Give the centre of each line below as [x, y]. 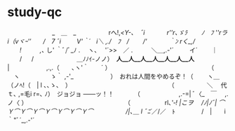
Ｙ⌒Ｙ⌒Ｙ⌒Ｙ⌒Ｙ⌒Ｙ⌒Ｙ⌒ [50, 111]
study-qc [35, 12]
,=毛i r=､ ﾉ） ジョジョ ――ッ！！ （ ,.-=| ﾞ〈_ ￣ [117, 94]
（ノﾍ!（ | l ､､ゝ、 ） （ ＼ [110, 85]
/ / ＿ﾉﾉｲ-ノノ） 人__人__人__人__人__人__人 [107, 58]
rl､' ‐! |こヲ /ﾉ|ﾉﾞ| [191, 102]
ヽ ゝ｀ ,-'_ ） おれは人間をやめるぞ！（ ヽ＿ [116, 76]
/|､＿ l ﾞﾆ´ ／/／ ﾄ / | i [175, 111]
